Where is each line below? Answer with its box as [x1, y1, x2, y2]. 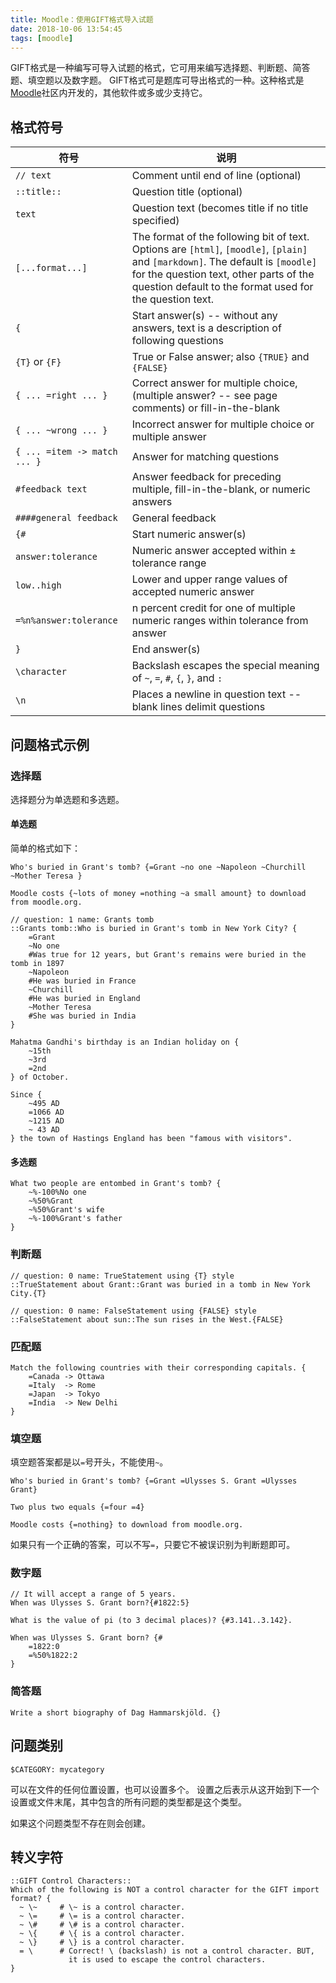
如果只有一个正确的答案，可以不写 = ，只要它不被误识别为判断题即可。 [10, 1539, 296, 1551]
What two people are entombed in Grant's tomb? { [10, 1179, 222, 1189]
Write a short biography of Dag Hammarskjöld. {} [10, 1707, 222, 1718]
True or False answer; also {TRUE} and [131, 350, 310, 364]
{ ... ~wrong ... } [15, 425, 108, 436]
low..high [15, 580, 62, 591]
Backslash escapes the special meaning [131, 659, 320, 673]
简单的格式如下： [10, 842, 81, 855]
